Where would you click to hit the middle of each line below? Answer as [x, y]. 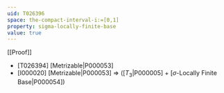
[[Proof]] [20, 52]
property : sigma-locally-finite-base [62, 26]
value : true [24, 33]
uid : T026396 [26, 13]
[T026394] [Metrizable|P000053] [65, 65]
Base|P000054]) [41, 82]
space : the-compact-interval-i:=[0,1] [63, 20]
